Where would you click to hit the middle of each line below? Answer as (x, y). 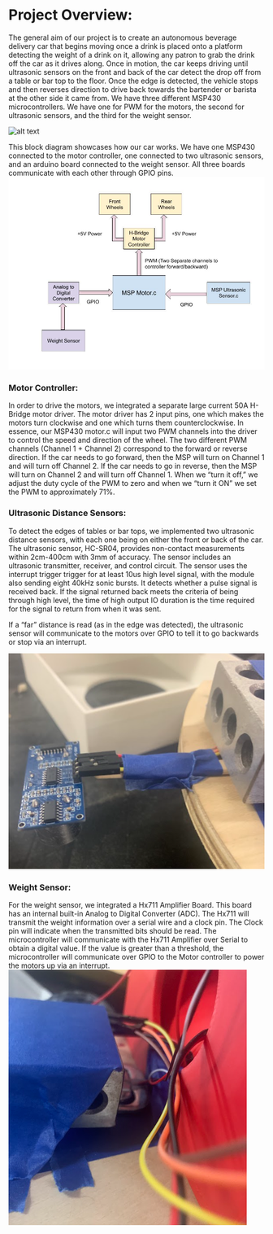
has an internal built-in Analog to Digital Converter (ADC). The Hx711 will (129, 914)
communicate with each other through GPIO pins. (91, 173)
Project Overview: (70, 15)
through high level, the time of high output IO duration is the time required (132, 600)
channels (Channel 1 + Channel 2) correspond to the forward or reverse (128, 449)
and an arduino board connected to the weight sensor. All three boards (127, 164)
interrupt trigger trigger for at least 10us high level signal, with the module (131, 574)
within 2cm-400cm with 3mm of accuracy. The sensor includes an (120, 557)
